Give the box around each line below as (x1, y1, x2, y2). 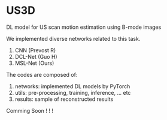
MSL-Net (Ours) (14, 59, 54, 67)
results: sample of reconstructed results (14, 95, 114, 103)
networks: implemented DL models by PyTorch (14, 82, 130, 90)
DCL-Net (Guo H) (14, 53, 58, 60)
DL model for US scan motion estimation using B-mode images (6, 23, 162, 31)
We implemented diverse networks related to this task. (6, 35, 141, 42)
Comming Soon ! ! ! (6, 107, 54, 114)
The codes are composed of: (6, 71, 78, 78)
